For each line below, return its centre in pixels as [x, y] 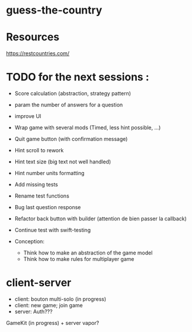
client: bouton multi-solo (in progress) [60, 299]
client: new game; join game [49, 305]
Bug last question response [48, 207]
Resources [33, 37]
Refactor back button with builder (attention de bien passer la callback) [100, 219]
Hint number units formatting [50, 173]
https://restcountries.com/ [38, 53]
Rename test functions [42, 196]
